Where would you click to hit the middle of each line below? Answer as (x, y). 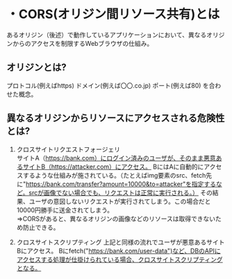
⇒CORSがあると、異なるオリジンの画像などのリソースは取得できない (116, 219)
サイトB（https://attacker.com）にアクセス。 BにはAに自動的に (113, 167)
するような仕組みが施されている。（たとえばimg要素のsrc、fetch (114, 175)
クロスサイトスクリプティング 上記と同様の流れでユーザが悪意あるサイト (121, 242)
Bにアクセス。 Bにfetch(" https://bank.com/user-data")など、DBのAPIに (118, 251)
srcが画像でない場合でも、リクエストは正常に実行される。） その (121, 192)
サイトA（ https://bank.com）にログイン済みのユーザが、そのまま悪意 (116, 158)
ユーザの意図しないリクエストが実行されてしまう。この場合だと (120, 201)
